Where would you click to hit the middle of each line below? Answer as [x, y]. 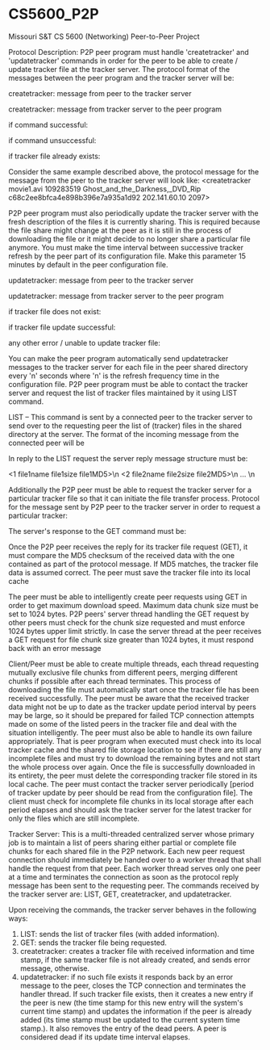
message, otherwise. [55, 968]
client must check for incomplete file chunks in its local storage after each [131, 801]
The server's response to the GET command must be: [98, 531]
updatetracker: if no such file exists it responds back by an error [127, 976]
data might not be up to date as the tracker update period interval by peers [132, 707]
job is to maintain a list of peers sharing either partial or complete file [123, 842]
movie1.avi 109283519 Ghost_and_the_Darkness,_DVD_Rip [105, 189]
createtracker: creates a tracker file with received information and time [137, 951]
